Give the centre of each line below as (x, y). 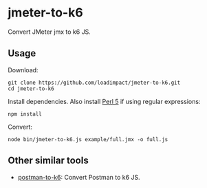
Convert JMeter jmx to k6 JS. (50, 32)
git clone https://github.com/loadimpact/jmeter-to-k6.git (94, 83)
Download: (23, 70)
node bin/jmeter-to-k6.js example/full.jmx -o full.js (88, 139)
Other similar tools (48, 161)
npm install (25, 114)
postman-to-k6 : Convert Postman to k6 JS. (79, 177)
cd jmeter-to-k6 (31, 88)
